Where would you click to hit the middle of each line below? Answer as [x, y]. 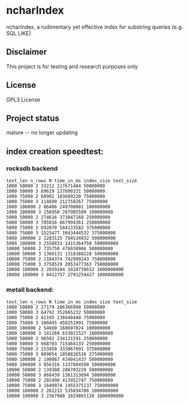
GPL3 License [23, 100]
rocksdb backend [32, 168]
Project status [33, 118]
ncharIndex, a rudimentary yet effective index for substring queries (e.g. [95, 27]
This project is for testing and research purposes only [72, 66]
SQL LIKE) [19, 33]
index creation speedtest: [55, 151]
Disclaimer [27, 52]
